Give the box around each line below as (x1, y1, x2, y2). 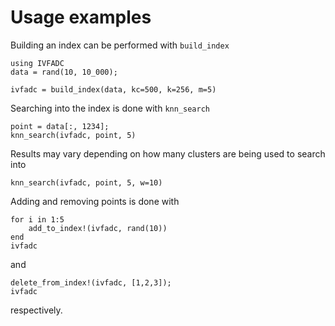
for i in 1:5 (10, 214, 65, 225)
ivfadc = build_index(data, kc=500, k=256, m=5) (10, 84, 217, 95)
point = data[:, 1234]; (10, 121, 110, 131)
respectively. (10, 304, 63, 316)
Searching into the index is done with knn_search (10, 102, 210, 114)
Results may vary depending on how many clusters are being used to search (10, 147, 326, 160)
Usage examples (10, 6, 152, 29)
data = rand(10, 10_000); (10, 67, 118, 77)
